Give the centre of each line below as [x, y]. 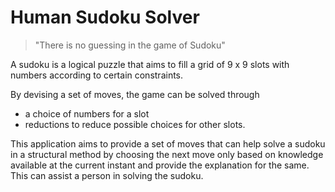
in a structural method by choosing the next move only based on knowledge [167, 154]
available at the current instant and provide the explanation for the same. [160, 165]
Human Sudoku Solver [105, 17]
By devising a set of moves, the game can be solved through [135, 94]
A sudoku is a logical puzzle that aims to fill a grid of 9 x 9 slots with [150, 64]
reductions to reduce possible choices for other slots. [135, 124]
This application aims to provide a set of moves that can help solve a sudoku [168, 143]
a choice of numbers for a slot [87, 113]
